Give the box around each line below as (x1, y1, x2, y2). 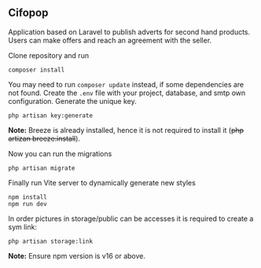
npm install (8, 193, 47, 201)
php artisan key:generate (8, 112, 93, 119)
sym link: (8, 222, 38, 231)
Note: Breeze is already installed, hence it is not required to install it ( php (8, 125, 244, 134)
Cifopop (8, 6, 49, 20)
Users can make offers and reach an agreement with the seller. (8, 35, 212, 45)
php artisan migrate (8, 164, 76, 172)
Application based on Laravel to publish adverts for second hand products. (8, 27, 251, 36)
